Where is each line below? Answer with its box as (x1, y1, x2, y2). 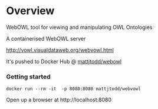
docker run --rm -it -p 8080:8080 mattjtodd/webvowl (6, 86, 141, 92)
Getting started (6, 72, 51, 81)
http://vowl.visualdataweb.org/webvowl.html (6, 46, 114, 54)
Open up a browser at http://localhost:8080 (6, 96, 112, 104)
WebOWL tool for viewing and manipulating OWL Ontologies (6, 24, 153, 31)
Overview (6, 4, 55, 18)
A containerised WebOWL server (6, 35, 86, 42)
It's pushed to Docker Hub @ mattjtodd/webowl (6, 58, 122, 65)
